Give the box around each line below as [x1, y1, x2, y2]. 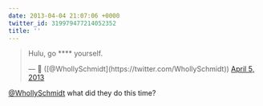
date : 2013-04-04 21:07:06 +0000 [8, 11, 120, 20]
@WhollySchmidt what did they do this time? [8, 88, 156, 98]
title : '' [8, 26, 42, 35]
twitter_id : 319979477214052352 [8, 19, 116, 27]
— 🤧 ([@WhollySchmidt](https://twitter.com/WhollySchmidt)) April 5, [27, 64, 255, 74]
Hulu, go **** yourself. [27, 49, 103, 59]
